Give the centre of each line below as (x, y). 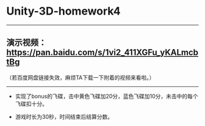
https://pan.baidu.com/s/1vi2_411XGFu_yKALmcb (103, 53)
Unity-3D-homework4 (63, 11)
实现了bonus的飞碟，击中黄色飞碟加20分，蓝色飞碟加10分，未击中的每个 (106, 96)
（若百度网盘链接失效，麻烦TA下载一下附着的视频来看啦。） (81, 77)
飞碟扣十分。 (31, 103)
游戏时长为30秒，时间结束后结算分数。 (64, 116)
